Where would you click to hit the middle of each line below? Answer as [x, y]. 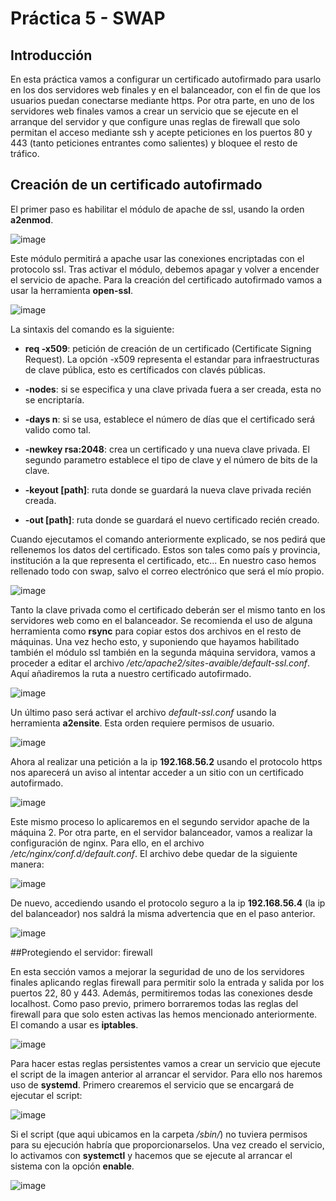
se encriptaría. [54, 399]
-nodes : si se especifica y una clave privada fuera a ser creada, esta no [173, 389]
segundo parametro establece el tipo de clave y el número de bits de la [171, 459]
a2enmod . [32, 219]
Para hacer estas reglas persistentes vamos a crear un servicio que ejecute [166, 1063]
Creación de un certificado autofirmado [136, 185]
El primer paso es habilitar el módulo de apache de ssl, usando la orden [157, 209]
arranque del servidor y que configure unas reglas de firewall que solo [155, 121]
